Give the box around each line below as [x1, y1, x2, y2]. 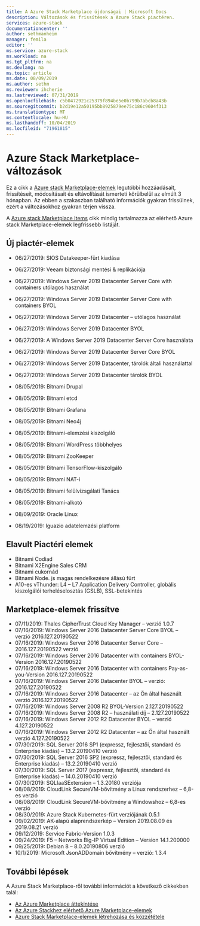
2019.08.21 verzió [14, 824, 59, 831]
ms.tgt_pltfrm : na [6, 59, 52, 65]
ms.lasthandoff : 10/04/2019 [6, 120, 76, 126]
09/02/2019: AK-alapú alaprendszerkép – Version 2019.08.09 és [14, 818, 173, 825]
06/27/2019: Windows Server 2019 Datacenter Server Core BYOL [14, 348, 176, 355]
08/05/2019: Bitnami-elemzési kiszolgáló [14, 429, 115, 436]
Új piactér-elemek [6, 238, 75, 248]
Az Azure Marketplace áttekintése [14, 900, 99, 907]
